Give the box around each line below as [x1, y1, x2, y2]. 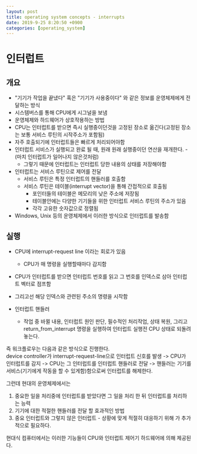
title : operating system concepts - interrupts [6, 14, 125, 20]
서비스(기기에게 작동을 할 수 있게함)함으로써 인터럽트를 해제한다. [6, 367, 153, 374]
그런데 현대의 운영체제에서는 [6, 380, 71, 387]
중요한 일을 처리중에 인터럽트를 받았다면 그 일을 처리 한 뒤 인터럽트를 [14, 393, 172, 400]
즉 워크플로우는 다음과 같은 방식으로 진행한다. [6, 346, 110, 353]
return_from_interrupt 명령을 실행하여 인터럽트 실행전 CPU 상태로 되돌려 [23, 325, 191, 333]
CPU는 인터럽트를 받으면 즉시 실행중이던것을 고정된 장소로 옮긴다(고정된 [14, 124, 181, 131]
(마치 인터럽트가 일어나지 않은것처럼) [14, 153, 99, 160]
